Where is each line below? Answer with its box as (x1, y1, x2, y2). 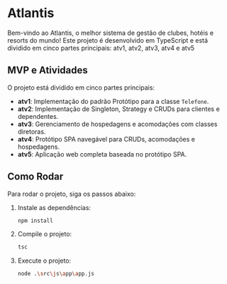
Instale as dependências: (17, 203, 91, 211)
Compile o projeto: (17, 230, 72, 238)
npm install (17, 217, 53, 224)
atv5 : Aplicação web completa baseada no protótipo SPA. (17, 149, 187, 158)
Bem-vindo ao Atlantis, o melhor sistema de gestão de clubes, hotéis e (7, 28, 214, 37)
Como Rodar (7, 171, 64, 183)
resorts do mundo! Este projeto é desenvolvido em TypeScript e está (7, 36, 208, 44)
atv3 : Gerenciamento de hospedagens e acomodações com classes (17, 120, 218, 128)
